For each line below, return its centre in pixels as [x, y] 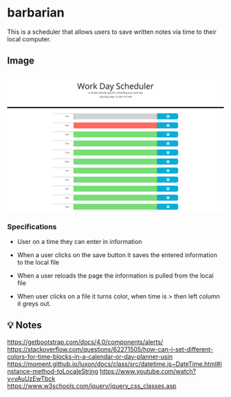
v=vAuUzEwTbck [31, 378]
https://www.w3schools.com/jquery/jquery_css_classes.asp [92, 386]
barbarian [36, 13]
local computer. [29, 39]
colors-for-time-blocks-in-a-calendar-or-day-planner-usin [90, 356]
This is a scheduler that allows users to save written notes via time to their [112, 32]
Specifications [32, 227]
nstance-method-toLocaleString [53, 371]
